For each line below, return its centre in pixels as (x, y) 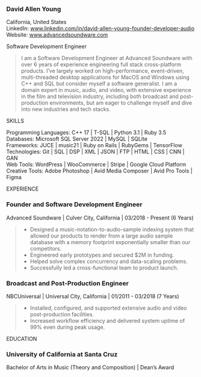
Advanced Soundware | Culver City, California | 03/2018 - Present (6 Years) (100, 218)
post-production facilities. (62, 314)
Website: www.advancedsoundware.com (57, 35)
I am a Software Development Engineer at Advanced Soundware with (107, 58)
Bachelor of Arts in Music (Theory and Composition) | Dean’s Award (90, 367)
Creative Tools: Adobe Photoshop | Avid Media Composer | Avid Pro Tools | (99, 171)
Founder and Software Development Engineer (74, 204)
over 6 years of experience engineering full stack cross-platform (101, 64)
